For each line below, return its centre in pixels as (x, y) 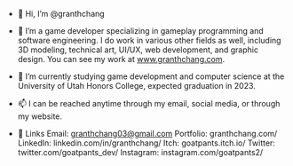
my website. (40, 116)
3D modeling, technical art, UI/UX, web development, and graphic (138, 50)
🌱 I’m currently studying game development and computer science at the (151, 76)
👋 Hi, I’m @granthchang (61, 14)
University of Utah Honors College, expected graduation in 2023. (136, 86)
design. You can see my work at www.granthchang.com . (121, 59)
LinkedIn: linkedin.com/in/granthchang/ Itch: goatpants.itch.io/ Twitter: (146, 143)
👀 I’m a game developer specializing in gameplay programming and (140, 31)
